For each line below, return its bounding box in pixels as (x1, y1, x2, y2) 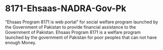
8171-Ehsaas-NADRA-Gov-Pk (5, 3, 127, 14)
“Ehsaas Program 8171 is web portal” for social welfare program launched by (5, 19, 158, 25)
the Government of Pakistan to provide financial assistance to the (5, 24, 136, 30)
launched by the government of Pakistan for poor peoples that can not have (5, 34, 157, 40)
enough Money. (5, 39, 36, 45)
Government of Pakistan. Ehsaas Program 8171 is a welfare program (5, 29, 141, 35)
